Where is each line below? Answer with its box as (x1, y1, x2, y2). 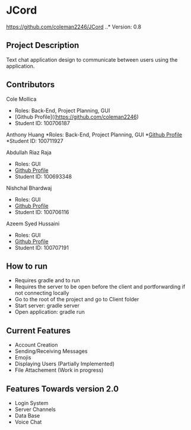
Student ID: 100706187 (14, 119, 70, 126)
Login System (14, 400, 49, 406)
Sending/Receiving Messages (14, 348, 88, 355)
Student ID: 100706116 (14, 208, 69, 215)
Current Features (6, 326, 71, 336)
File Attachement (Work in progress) (14, 367, 104, 374)
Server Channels (14, 406, 56, 413)
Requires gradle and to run (14, 277, 80, 284)
